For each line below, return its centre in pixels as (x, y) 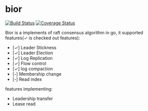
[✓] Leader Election (33, 53)
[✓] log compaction (33, 69)
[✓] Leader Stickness (34, 47)
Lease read (24, 104)
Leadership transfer (33, 99)
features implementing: (29, 89)
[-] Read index (27, 79)
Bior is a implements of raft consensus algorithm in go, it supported (74, 32)
